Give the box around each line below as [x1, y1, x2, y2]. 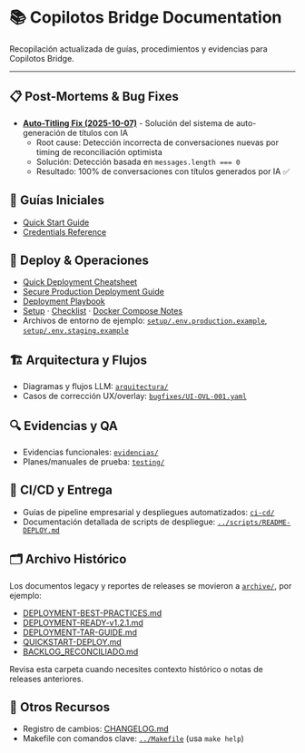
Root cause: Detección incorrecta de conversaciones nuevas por [35, 137, 280, 148]
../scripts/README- [217, 518, 291, 527]
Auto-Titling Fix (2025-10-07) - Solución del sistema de [22, 117, 234, 128]
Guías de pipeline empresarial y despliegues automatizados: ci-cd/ [22, 506, 275, 517]
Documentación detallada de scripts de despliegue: [22, 516, 216, 527]
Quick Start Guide [22, 217, 90, 228]
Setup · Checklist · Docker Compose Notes [22, 306, 183, 317]
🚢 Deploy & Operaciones [9, 252, 150, 268]
